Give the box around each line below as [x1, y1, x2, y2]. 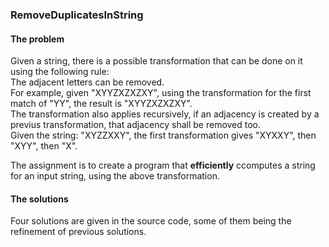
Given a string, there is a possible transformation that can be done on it [10, 55, 303, 67]
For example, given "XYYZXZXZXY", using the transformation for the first [10, 87, 312, 99]
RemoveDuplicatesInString [10, 8, 144, 22]
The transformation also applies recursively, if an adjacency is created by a [10, 108, 320, 120]
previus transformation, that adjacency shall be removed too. [10, 119, 262, 131]
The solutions [10, 193, 69, 205]
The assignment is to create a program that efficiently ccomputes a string [10, 159, 316, 172]
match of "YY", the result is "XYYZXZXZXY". [10, 98, 193, 110]
